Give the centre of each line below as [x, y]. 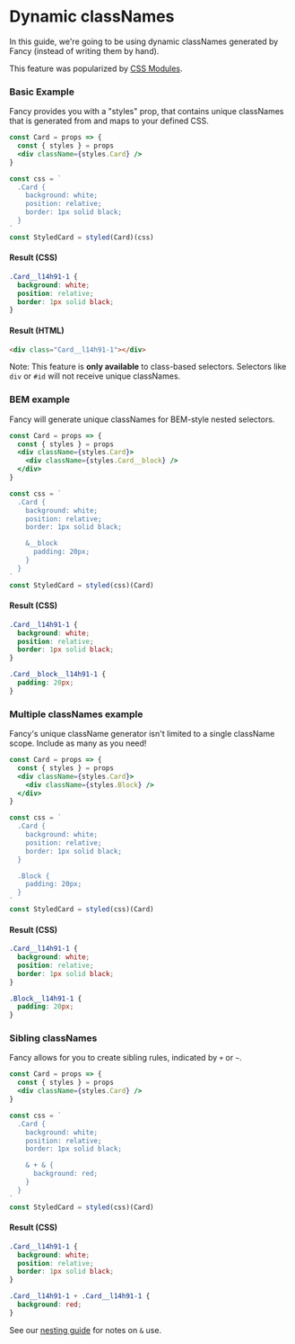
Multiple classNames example [76, 714]
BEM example [39, 399]
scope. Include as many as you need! [78, 743]
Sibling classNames [53, 1038]
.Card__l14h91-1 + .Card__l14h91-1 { [80, 1296]
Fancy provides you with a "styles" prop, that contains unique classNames [147, 112]
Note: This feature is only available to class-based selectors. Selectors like [148, 367]
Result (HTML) [37, 330]
